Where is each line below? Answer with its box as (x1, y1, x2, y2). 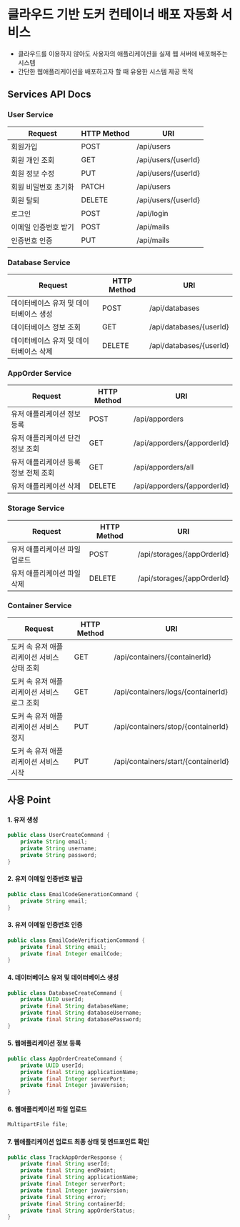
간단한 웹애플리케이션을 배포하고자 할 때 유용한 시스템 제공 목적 (17, 67, 194, 76)
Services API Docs (7, 89, 91, 101)
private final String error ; (20, 1193, 107, 1201)
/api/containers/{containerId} (114, 652, 211, 662)
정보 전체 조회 (11, 468, 55, 478)
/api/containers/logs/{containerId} (114, 687, 229, 697)
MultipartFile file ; (7, 1121, 69, 1128)
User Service (7, 110, 54, 120)
